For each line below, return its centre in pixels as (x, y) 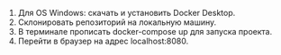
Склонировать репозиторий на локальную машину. (117, 22)
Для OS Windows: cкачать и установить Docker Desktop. (127, 13)
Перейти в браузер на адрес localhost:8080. (103, 41)
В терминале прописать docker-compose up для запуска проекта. (145, 31)
